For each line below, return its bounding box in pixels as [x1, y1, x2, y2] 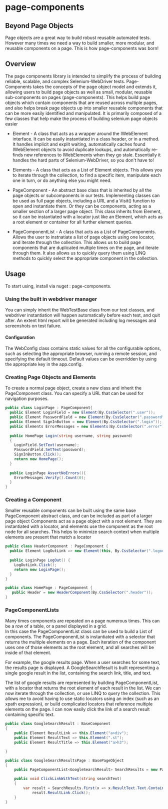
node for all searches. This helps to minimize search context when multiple [5, 529, 159, 535]
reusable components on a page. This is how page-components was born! [5, 45, 159, 51]
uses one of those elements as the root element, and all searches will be [5, 644, 154, 650]
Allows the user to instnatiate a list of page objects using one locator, [12, 234, 155, 240]
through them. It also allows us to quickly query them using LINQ [12, 249, 146, 256]
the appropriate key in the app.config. [5, 361, 83, 367]
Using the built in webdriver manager [5, 295, 97, 302]
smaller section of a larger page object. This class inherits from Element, [12, 208, 162, 214]
